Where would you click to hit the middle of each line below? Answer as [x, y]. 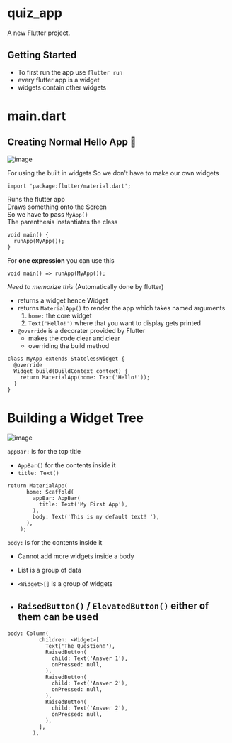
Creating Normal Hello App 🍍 [72, 142]
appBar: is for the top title [44, 451]
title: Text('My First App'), [83, 504]
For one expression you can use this [61, 260]
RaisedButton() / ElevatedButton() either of [113, 606]
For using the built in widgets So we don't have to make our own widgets [113, 173]
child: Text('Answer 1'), [90, 658]
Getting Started [42, 55]
